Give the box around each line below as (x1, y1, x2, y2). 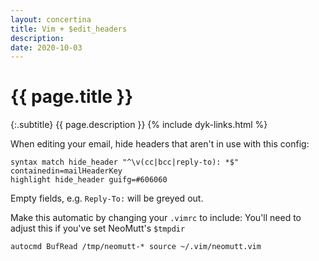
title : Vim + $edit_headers (10, 24, 128, 34)
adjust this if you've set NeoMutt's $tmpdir (10, 222, 186, 235)
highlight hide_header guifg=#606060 (10, 175, 168, 185)
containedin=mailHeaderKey (10, 166, 123, 176)
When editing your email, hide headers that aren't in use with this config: (10, 138, 310, 150)
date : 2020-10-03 (10, 42, 83, 53)
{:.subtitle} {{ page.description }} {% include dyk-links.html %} (10, 119, 268, 131)
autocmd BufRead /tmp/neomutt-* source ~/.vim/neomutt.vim (10, 242, 262, 252)
